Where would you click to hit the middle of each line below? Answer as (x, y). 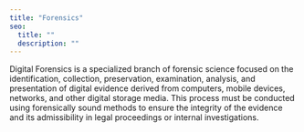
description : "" (48, 43)
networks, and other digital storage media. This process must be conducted (152, 98)
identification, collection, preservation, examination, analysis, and (132, 79)
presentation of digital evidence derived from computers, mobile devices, (147, 88)
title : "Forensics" (47, 18)
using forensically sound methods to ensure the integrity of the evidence (146, 108)
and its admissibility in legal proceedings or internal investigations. (134, 117)
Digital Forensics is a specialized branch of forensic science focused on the (152, 69)
